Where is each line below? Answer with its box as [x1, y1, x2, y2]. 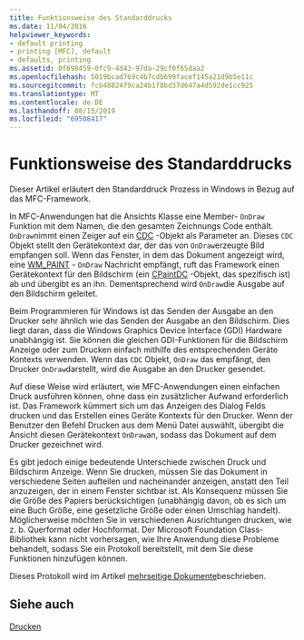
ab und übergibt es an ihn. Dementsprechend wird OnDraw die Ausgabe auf [9, 279, 285, 290]
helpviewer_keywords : [9, 30, 92, 39]
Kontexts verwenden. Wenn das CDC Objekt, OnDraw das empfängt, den [9, 354, 271, 365]
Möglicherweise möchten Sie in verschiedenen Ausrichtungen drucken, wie [9, 515, 292, 526]
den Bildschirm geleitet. [9, 288, 98, 300]
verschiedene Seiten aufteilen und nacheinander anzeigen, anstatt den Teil [9, 476, 289, 487]
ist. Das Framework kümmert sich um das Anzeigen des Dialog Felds [9, 400, 266, 411]
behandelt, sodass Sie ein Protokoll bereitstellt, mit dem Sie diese [9, 544, 254, 555]
